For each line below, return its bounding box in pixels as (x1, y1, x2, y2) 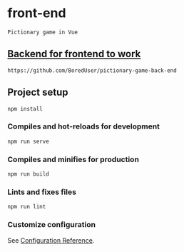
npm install (7, 105, 43, 112)
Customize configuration (7, 220, 96, 230)
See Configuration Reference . (7, 236, 95, 244)
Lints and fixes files (7, 187, 77, 197)
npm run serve (7, 138, 50, 145)
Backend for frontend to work (7, 48, 141, 60)
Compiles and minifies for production (7, 154, 139, 164)
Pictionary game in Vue (7, 29, 78, 36)
